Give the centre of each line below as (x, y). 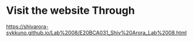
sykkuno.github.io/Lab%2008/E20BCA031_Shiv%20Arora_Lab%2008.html (97, 32)
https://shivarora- (27, 26)
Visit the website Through (70, 11)
